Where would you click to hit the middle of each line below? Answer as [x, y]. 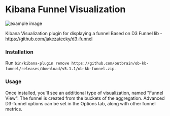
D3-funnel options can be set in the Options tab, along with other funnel [80, 103]
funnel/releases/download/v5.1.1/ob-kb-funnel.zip [60, 69]
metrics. [14, 109]
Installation [20, 52]
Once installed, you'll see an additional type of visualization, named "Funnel [84, 93]
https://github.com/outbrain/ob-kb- [110, 64]
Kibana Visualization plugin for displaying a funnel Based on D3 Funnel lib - [84, 33]
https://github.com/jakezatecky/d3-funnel [49, 39]
